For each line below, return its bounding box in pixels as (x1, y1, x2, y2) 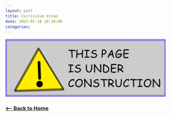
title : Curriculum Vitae (5, 13, 58, 19)
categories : (5, 24, 31, 29)
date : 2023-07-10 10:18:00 (5, 19, 63, 24)
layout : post (5, 8, 33, 13)
